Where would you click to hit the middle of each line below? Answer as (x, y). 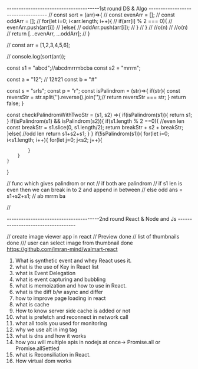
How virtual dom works (43, 361)
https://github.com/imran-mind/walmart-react (62, 249)
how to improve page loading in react (60, 298)
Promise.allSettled (37, 348)
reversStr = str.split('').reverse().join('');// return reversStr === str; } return (96, 97)
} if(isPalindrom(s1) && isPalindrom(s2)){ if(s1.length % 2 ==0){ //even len (96, 121)
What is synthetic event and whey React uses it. (73, 260)
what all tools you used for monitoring (61, 323)
